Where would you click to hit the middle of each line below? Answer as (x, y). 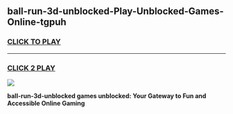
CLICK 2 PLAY (31, 68)
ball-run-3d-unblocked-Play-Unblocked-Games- (115, 11)
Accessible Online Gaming (46, 103)
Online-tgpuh (37, 22)
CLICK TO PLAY (34, 42)
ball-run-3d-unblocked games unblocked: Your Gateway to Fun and (107, 95)
